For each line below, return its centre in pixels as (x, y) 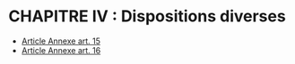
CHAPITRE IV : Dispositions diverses (147, 16)
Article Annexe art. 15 (61, 41)
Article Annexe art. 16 (61, 50)
